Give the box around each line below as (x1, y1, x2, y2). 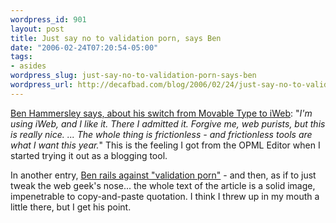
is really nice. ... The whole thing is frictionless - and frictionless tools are (10, 128, 313, 140)
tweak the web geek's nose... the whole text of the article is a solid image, (10, 179, 316, 191)
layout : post (10, 24, 65, 34)
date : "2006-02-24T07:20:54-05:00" (10, 42, 159, 53)
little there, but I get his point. (10, 201, 132, 213)
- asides (10, 61, 47, 71)
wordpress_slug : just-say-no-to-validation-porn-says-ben (10, 71, 257, 81)
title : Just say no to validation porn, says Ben (10, 33, 222, 43)
